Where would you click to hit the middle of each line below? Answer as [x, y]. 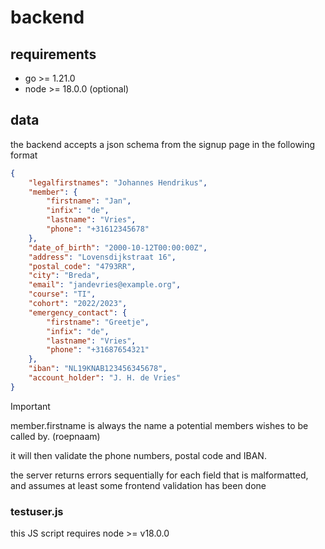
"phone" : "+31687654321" [98, 350]
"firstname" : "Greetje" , [98, 322]
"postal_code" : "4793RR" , [82, 266]
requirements [53, 54]
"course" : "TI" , [62, 294]
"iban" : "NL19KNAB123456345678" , [98, 369]
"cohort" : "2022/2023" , [78, 304]
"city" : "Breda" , [64, 276]
